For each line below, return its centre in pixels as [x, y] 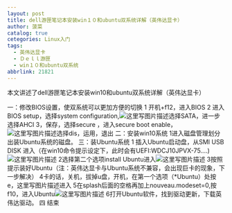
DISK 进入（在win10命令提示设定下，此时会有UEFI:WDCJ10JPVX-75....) [108, 151]
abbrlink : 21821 [30, 71]
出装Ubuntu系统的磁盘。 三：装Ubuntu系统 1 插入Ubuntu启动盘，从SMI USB [116, 142]
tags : [15, 46]
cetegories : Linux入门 [39, 40]
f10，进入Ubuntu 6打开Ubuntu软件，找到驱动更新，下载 [111, 194]
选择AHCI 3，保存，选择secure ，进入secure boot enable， [92, 124]
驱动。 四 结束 [39, 203]
